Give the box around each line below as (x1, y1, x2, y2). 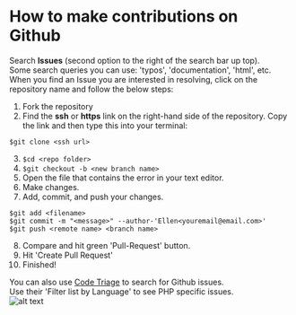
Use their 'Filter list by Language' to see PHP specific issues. (9, 285, 234, 297)
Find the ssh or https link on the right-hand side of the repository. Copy (22, 110, 288, 121)
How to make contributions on (9, 6, 239, 27)
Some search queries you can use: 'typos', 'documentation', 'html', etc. (9, 65, 272, 75)
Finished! (22, 258, 57, 270)
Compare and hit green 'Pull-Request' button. (22, 240, 191, 250)
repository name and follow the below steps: (9, 83, 174, 94)
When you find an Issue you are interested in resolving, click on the (9, 74, 258, 84)
